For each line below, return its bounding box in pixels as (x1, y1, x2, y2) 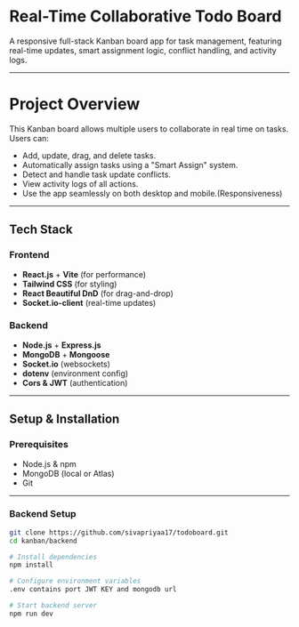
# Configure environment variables (9, 576, 141, 586)
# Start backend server (9, 601, 98, 610)
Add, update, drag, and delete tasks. (21, 149, 157, 161)
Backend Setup (9, 508, 77, 520)
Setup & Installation (9, 412, 120, 427)
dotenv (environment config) (21, 367, 129, 379)
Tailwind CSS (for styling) (21, 278, 117, 289)
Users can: (9, 133, 49, 143)
